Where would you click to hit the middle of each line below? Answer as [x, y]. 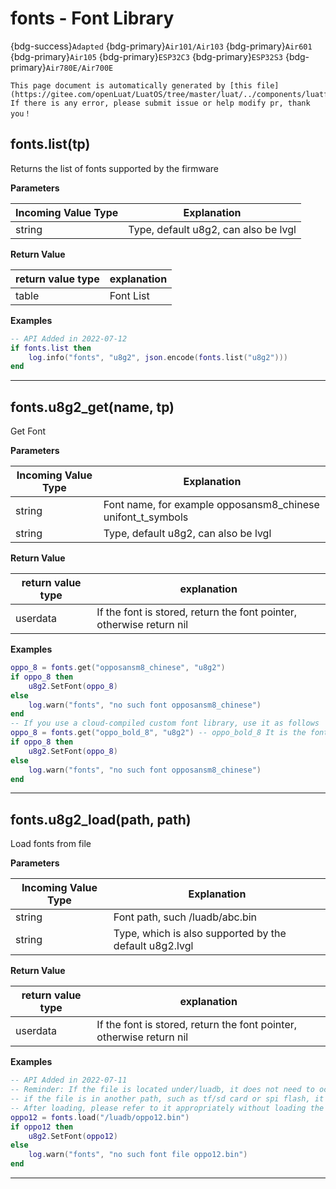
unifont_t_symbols [146, 517]
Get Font [28, 431]
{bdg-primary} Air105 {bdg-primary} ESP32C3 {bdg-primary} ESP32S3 [146, 56]
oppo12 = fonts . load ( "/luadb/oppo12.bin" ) [100, 1117]
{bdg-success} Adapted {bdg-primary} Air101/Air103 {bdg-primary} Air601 [161, 46]
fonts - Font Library [92, 18]
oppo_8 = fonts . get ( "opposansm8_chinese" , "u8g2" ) [118, 668]
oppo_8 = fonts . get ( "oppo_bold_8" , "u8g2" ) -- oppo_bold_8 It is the [158, 733]
